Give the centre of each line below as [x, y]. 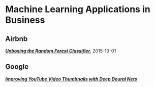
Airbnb [17, 39]
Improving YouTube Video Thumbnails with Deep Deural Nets [71, 79]
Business [25, 20]
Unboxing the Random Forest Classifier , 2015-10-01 [61, 51]
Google [17, 67]
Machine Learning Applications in [78, 9]
